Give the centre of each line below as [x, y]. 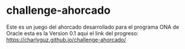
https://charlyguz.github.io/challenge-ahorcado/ [66, 39]
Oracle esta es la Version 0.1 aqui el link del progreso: [72, 33]
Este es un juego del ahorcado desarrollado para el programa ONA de [93, 27]
